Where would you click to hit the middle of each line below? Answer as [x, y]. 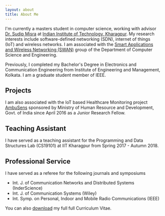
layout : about [20, 10]
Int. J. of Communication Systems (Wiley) [55, 193]
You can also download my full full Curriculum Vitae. [58, 208]
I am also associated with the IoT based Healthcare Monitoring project [76, 103]
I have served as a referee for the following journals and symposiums [75, 173]
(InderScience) [27, 188]
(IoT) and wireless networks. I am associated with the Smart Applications [79, 44]
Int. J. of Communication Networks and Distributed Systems [73, 183]
